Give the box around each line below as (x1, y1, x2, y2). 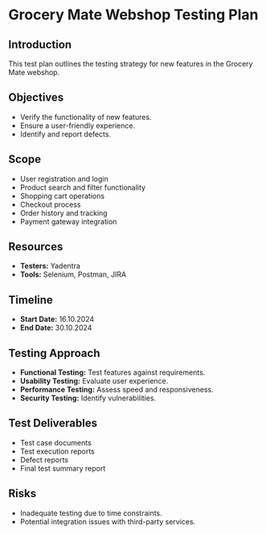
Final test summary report (19, 463, 106, 473)
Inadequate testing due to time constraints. (19, 508, 162, 518)
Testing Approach (8, 346, 100, 359)
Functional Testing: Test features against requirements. (19, 368, 206, 377)
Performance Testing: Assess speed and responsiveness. (19, 384, 215, 395)
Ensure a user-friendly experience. (19, 121, 135, 130)
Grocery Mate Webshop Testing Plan (8, 6, 259, 24)
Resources (8, 240, 63, 254)
